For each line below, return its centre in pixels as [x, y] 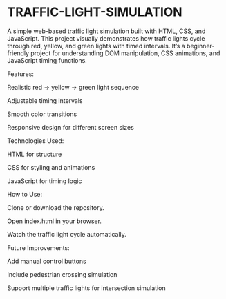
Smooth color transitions [42, 114]
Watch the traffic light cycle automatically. [67, 234]
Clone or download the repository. [56, 207]
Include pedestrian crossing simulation [62, 274]
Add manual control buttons [47, 261]
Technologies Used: [36, 141]
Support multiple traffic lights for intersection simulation [86, 288]
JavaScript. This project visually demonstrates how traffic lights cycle [106, 38]
